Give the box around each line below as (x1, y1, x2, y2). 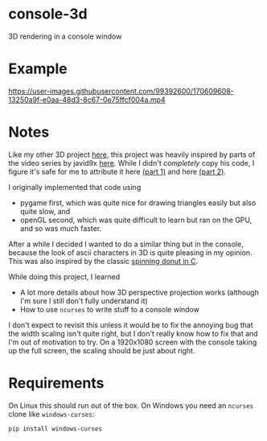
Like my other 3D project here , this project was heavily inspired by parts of (8, 150, 256, 159)
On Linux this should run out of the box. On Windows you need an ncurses (8, 400, 254, 410)
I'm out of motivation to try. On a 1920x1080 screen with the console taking (8, 337, 257, 347)
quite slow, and (19, 206, 71, 216)
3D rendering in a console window (8, 31, 122, 41)
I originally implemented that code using (8, 182, 142, 192)
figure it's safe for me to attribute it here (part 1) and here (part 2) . (8, 167, 227, 176)
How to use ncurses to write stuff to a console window (19, 304, 199, 314)
